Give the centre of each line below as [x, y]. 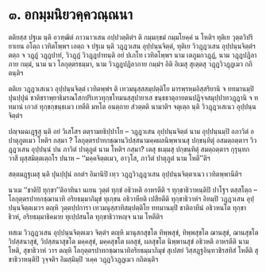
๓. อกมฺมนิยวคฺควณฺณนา [71, 15]
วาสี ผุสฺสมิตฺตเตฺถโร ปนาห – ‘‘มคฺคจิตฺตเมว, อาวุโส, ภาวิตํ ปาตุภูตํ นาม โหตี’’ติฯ [109, 158]
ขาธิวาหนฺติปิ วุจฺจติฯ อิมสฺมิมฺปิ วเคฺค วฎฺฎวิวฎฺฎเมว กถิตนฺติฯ [83, 259]
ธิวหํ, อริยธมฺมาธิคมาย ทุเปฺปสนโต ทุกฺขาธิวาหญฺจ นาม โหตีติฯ [86, 216]
